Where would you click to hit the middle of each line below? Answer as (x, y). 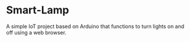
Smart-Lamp (38, 10)
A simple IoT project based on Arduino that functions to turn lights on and (95, 26)
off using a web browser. (36, 32)
